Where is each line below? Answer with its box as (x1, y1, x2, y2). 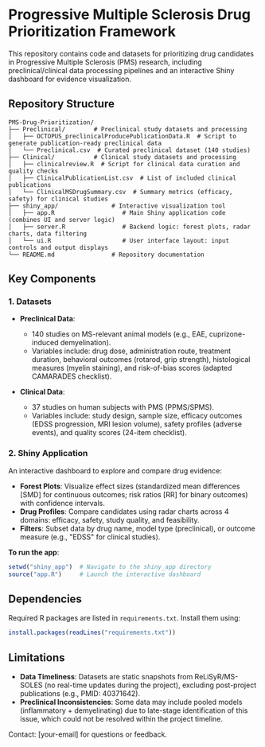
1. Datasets (8, 296, 52, 307)
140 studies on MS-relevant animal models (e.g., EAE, (31, 329, 208, 339)
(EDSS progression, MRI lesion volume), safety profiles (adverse (31, 419, 243, 429)
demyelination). (60, 338, 111, 348)
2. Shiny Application (8, 448, 88, 459)
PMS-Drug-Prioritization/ (8, 118, 94, 126)
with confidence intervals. (19, 498, 106, 508)
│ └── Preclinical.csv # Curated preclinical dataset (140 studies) (8, 146, 251, 154)
